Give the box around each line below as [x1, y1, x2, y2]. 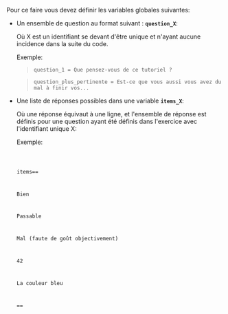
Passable [16, 213, 42, 220]
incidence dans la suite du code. [16, 40, 109, 48]
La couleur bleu [16, 280, 63, 286]
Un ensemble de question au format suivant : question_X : [16, 19, 178, 27]
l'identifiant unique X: [16, 125, 77, 133]
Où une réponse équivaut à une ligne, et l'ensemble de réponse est [16, 110, 207, 118]
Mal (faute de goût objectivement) [16, 235, 119, 242]
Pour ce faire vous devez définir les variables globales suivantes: [6, 6, 190, 14]
